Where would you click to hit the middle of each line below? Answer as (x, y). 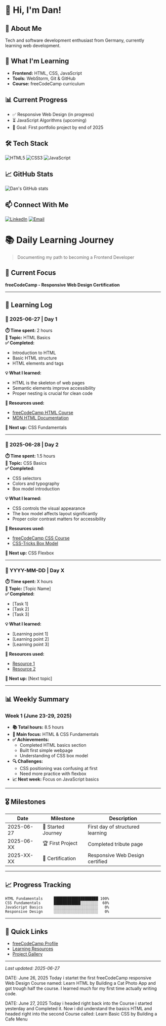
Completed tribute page (115, 844)
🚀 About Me (23, 29)
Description (123, 818)
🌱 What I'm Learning (37, 61)
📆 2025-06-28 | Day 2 (32, 445)
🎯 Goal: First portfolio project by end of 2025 (58, 127)
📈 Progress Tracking (38, 885)
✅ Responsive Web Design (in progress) (53, 114)
